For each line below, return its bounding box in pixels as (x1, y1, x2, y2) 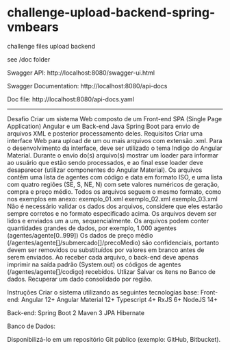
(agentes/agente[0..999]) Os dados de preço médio (7, 231, 153, 239)
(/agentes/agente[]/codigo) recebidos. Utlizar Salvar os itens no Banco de (7, 267, 216, 275)
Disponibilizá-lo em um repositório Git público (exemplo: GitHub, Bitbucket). (7, 335, 221, 343)
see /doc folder (7, 55, 51, 63)
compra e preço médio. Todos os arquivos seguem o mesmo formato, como (7, 187, 222, 196)
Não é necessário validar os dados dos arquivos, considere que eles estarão (7, 202, 223, 210)
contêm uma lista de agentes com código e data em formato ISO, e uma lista (7, 173, 222, 181)
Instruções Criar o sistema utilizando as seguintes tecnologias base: (7, 288, 200, 296)
